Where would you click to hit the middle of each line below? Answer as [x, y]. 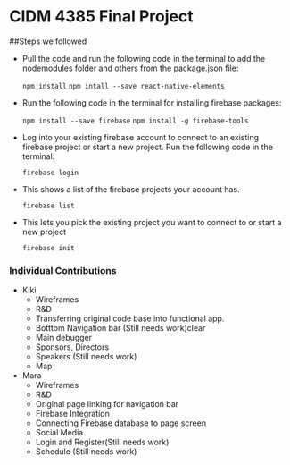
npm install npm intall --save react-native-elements [123, 86]
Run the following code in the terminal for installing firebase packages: [152, 102]
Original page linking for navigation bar [107, 404]
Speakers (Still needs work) [86, 357]
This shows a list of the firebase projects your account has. [131, 189]
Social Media [59, 433]
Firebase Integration [72, 414]
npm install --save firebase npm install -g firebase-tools [135, 121]
